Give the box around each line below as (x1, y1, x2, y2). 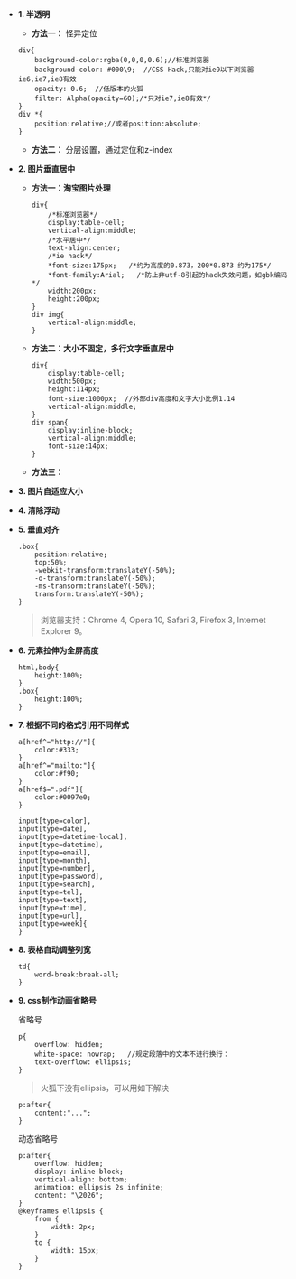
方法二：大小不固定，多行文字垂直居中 (31, 343, 174, 353)
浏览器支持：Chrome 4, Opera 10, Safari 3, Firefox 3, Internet (40, 614, 266, 625)
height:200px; (48, 294, 101, 303)
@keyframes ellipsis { (17, 1207, 104, 1216)
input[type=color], (17, 817, 92, 826)
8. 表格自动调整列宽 (17, 944, 92, 955)
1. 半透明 (17, 9, 51, 19)
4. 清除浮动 (17, 505, 60, 516)
